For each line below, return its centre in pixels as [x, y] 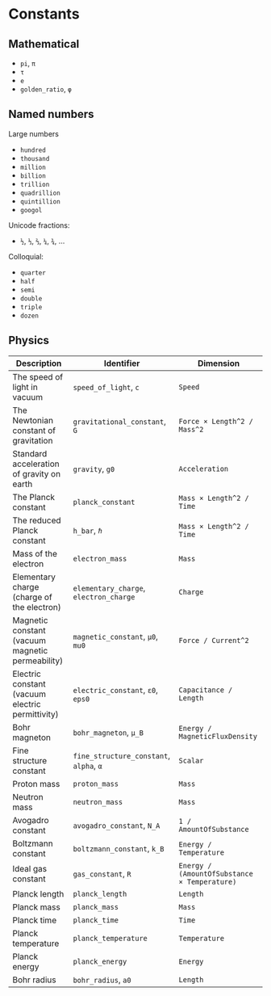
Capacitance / [206, 690]
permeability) [38, 661]
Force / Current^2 [214, 640]
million [33, 167]
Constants [44, 14]
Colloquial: [26, 256]
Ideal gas [29, 868]
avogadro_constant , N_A [117, 825]
